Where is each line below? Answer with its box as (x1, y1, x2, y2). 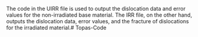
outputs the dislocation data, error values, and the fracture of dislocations (6, 18, 190, 24)
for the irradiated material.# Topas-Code (6, 24, 107, 31)
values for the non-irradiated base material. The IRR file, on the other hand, (6, 11, 193, 18)
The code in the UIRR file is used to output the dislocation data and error (6, 5, 186, 12)
